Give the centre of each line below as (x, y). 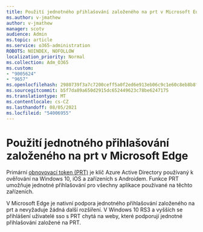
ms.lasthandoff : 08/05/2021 (42, 107)
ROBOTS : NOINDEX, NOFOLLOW (40, 51)
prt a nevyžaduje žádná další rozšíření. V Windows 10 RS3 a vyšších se (95, 210)
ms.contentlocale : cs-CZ (37, 101)
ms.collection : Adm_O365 (37, 62)
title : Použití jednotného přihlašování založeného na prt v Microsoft (98, 12)
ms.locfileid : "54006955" (39, 113)
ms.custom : (20, 68)
